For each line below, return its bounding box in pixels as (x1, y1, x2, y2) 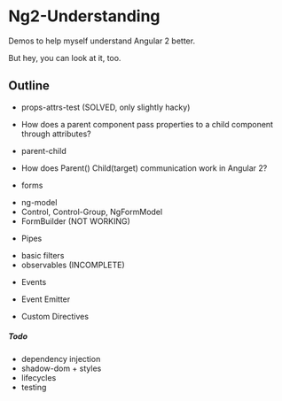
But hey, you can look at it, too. (8, 52, 121, 63)
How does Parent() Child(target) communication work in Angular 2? (20, 162, 268, 174)
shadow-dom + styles (20, 363, 102, 374)
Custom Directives (20, 311, 90, 321)
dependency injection (20, 353, 101, 364)
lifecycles (20, 372, 57, 382)
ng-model (20, 197, 58, 207)
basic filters (20, 250, 65, 260)
